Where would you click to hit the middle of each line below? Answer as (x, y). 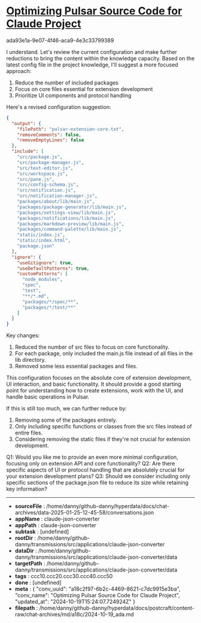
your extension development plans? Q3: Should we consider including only (98, 476)
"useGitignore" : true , (45, 263)
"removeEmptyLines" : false (51, 140)
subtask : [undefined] (42, 532)
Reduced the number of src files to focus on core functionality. (92, 347)
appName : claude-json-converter (57, 519)
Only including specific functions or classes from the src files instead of (103, 427)
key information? (27, 489)
